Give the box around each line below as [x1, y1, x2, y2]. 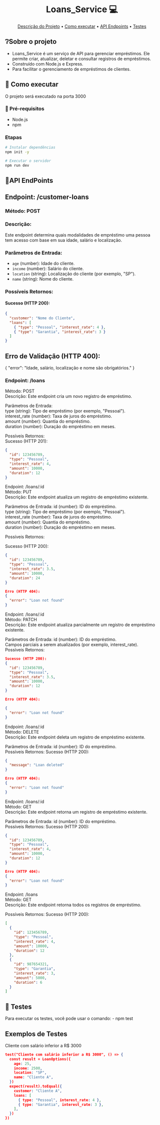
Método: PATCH [5, 617, 38, 623]
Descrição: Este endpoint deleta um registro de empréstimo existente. [5, 734, 145, 740]
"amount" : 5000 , [14, 975, 47, 980]
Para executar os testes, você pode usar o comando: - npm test [5, 1016, 133, 1021]
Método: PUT [5, 489, 32, 495]
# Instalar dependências [5, 145, 56, 150]
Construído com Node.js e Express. [12, 61, 84, 66]
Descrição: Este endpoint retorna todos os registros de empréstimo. [5, 902, 141, 908]
